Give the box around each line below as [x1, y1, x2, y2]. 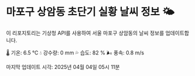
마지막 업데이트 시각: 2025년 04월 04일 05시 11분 [6, 63, 120, 70]
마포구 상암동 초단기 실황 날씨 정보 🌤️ [6, 5, 175, 19]
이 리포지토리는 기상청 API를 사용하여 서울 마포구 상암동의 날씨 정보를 [6, 29, 165, 36]
